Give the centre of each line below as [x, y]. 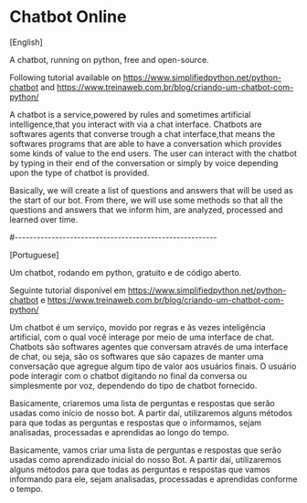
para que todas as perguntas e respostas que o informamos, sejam [136, 423]
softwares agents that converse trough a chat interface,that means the [143, 133]
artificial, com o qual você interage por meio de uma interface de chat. [142, 337]
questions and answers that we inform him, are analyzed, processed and [146, 210]
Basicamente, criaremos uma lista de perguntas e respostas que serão [143, 403]
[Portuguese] [34, 255]
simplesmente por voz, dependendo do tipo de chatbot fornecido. [133, 385]
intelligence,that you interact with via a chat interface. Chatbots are [136, 124]
